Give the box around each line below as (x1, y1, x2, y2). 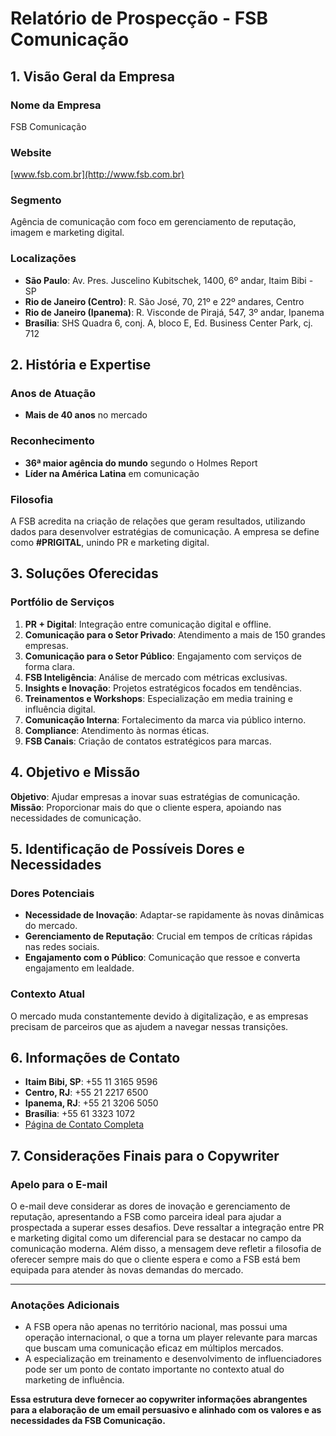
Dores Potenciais (10, 886, 95, 900)
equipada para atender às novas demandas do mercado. (10, 1264, 244, 1276)
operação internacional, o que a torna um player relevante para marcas (24, 1332, 318, 1344)
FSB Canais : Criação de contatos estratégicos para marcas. (24, 735, 272, 747)
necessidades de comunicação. (10, 812, 142, 824)
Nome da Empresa (10, 98, 102, 112)
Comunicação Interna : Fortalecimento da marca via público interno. (24, 713, 307, 726)
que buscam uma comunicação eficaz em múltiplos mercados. (24, 1342, 284, 1354)
